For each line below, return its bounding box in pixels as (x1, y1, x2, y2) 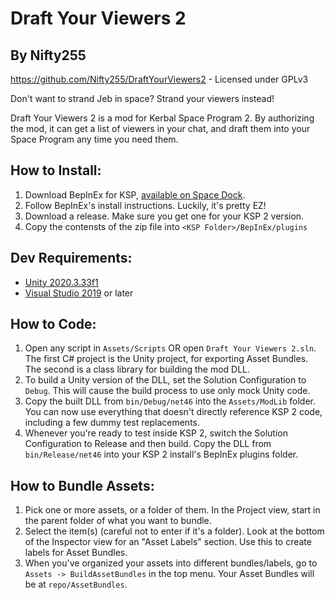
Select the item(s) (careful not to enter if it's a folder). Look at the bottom (24, 525, 325, 537)
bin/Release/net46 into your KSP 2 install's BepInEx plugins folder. (24, 448, 299, 461)
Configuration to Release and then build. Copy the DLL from (24, 438, 272, 450)
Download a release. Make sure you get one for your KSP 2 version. (24, 210, 305, 222)
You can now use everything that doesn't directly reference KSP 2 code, (24, 406, 323, 418)
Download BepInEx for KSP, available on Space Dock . (24, 188, 246, 201)
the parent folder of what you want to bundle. (24, 515, 212, 527)
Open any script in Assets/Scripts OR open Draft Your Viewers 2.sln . (24, 342, 317, 354)
